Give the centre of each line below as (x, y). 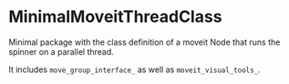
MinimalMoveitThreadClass (115, 17)
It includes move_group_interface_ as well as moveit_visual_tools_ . (134, 69)
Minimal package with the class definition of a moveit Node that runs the (144, 42)
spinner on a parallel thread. (62, 51)
